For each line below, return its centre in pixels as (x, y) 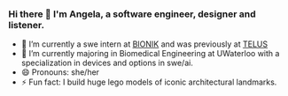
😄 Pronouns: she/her (60, 72)
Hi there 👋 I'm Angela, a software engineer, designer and (132, 14)
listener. (27, 25)
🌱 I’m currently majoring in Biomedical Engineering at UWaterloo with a (150, 54)
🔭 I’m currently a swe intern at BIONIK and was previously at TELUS (144, 44)
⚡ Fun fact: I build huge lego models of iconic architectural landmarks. (149, 82)
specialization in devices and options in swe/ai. (107, 63)
